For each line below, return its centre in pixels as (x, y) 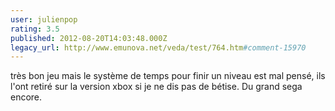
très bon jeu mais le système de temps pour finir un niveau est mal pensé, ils (168, 76)
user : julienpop (44, 19)
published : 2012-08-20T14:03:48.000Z (89, 38)
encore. (26, 97)
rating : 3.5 (35, 29)
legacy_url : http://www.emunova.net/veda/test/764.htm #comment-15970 (158, 47)
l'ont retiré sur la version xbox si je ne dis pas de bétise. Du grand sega (156, 87)
